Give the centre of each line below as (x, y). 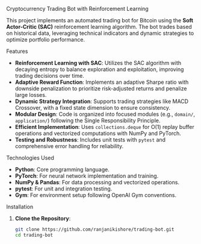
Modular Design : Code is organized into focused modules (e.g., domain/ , (105, 114)
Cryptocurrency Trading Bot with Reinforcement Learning (77, 9)
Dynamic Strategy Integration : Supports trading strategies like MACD (101, 101)
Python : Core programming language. (62, 169)
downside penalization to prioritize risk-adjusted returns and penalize (101, 89)
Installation (20, 207)
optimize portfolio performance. (46, 39)
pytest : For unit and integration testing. (63, 189)
